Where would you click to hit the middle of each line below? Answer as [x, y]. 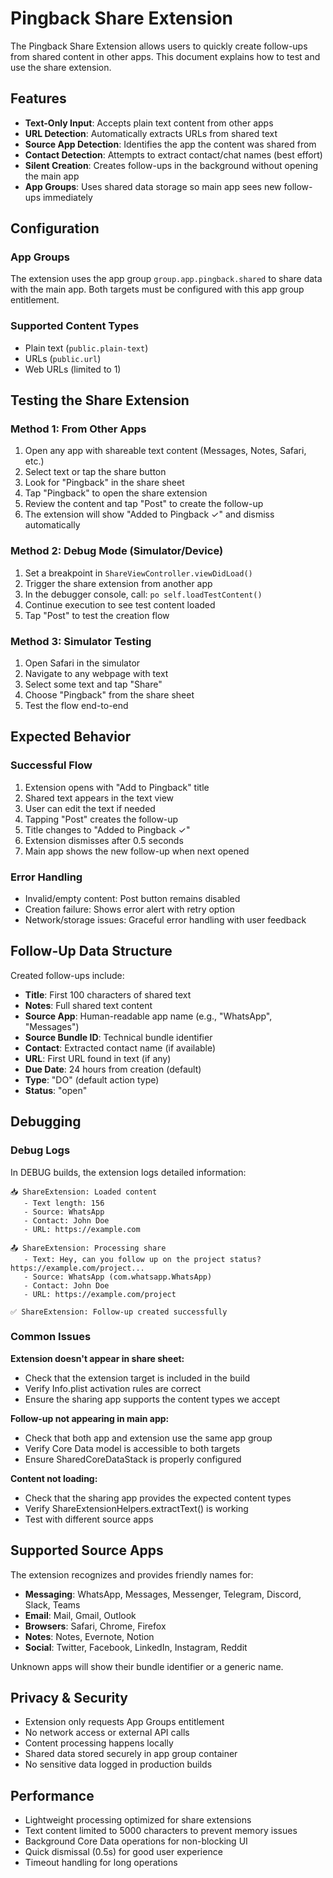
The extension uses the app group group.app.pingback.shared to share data [166, 279]
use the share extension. [61, 67]
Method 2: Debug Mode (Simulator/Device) [117, 551]
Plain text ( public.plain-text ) [86, 348]
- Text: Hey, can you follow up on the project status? [142, 1259]
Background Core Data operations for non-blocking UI [136, 1841]
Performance [52, 1795]
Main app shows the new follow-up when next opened [137, 851]
